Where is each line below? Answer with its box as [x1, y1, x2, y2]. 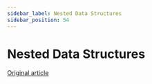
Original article [7, 69, 49, 77]
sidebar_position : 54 [7, 17, 70, 23]
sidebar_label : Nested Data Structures [7, 10, 122, 17]
